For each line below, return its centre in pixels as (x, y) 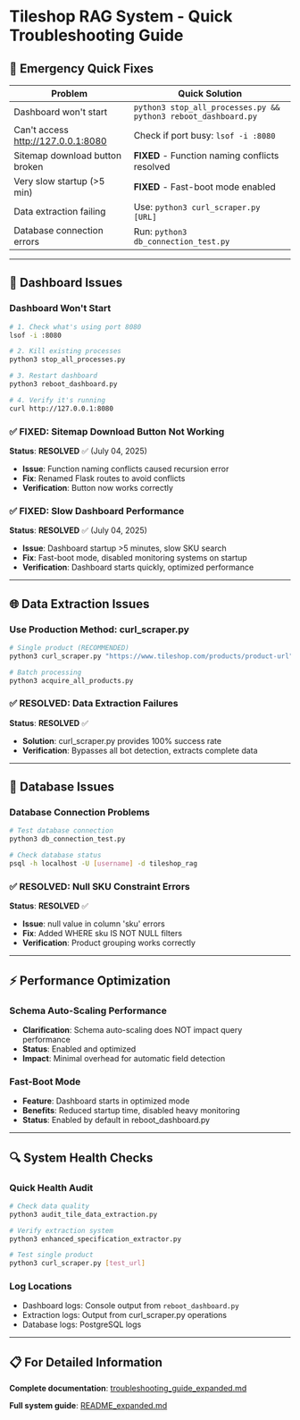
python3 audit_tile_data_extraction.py (83, 1214)
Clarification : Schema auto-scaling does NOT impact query (132, 1029)
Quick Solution (210, 93)
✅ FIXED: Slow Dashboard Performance (97, 511)
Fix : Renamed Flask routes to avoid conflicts (104, 478)
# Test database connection (62, 831)
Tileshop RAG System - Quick (121, 17)
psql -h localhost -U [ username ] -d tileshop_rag (104, 864)
